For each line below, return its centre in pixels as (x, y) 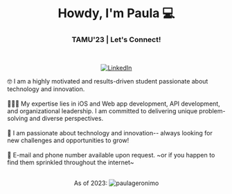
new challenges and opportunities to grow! (68, 140)
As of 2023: (91, 183)
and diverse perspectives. (66, 119)
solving (18, 119)
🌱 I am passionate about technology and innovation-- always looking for (110, 133)
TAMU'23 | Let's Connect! (116, 40)
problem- (212, 111)
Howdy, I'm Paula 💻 (116, 13)
